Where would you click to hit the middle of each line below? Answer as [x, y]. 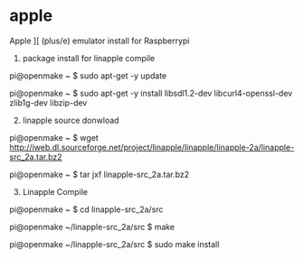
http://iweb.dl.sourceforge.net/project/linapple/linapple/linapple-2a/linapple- [152, 147]
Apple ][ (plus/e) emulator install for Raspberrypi [100, 41]
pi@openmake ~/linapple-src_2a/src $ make [92, 227]
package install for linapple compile [89, 58]
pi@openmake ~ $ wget [54, 137]
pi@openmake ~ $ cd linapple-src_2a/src [86, 209]
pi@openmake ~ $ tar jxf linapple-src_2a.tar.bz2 [100, 174]
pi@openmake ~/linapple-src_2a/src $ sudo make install [114, 244]
